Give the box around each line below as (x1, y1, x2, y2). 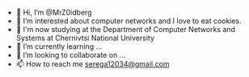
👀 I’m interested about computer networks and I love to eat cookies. (15, 16, 242, 26)
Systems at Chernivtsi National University (15, 33, 155, 43)
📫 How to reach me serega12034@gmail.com (15, 59, 170, 68)
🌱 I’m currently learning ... (15, 42, 103, 51)
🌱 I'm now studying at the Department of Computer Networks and (15, 25, 236, 34)
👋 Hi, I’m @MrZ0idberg (15, 8, 92, 17)
